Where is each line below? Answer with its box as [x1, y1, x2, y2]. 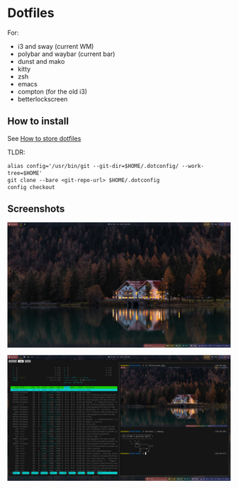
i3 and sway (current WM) [17, 42, 94, 50]
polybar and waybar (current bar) [17, 50, 115, 58]
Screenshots [7, 203, 65, 215]
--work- [181, 162, 204, 169]
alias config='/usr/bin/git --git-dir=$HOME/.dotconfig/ [7, 162, 179, 169]
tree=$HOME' [7, 169, 42, 176]
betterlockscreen [17, 94, 68, 103]
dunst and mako [17, 57, 65, 65]
